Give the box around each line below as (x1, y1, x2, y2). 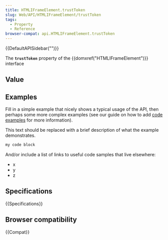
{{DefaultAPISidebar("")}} (5, 45, 59, 51)
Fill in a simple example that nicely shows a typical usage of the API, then (5, 106, 159, 112)
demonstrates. (5, 132, 36, 138)
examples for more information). (5, 117, 73, 123)
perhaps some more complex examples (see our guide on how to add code (5, 112, 163, 118)
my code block (5, 142, 36, 148)
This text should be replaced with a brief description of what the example (5, 127, 159, 133)
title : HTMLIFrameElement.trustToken (5, 7, 86, 13)
